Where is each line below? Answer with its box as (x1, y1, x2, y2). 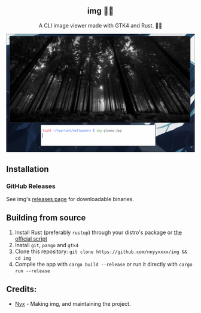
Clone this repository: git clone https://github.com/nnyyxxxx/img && (14, 248, 187, 255)
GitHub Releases (6, 182, 56, 190)
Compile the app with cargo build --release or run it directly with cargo (14, 260, 193, 268)
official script (14, 235, 48, 242)
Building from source (6, 213, 86, 223)
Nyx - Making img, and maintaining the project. (14, 300, 131, 307)
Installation (6, 164, 49, 174)
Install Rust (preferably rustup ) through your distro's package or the (14, 229, 182, 236)
